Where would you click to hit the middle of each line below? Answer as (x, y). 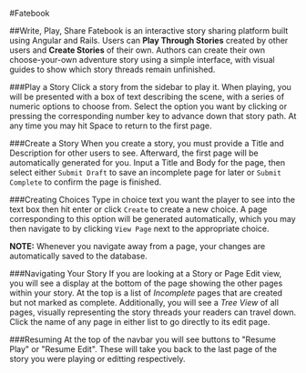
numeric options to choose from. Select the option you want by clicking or (148, 106)
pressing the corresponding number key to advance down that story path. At (153, 116)
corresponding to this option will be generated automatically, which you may (153, 219)
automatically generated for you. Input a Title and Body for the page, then (148, 162)
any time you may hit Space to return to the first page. (111, 126)
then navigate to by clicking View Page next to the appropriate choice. (140, 228)
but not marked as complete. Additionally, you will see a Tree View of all (144, 302)
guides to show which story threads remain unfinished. (112, 69)
